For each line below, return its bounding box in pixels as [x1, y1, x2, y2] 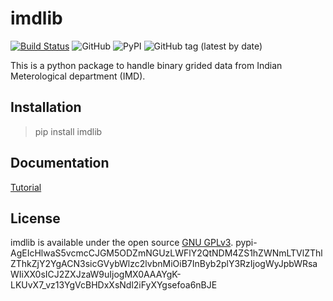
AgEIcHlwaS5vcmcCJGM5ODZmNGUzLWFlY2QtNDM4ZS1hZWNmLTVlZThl [10, 247, 323, 259]
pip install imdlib [34, 125, 103, 137]
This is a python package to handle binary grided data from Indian [10, 59, 283, 71]
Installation [10, 99, 82, 116]
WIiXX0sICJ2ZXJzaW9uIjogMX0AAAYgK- [10, 268, 182, 281]
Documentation [10, 155, 110, 172]
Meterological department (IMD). [10, 70, 146, 82]
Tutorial [10, 181, 42, 193]
